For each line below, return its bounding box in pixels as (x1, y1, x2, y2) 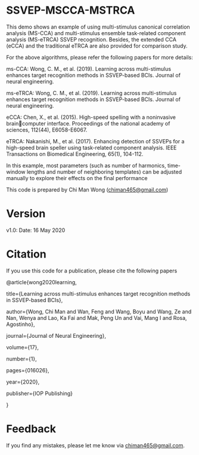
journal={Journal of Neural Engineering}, (6, 332, 106, 339)
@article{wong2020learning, (6, 278, 77, 285)
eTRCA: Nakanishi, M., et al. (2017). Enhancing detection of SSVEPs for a (6, 137, 185, 145)
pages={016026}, (6, 366, 49, 374)
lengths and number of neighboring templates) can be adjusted (26, 168, 182, 175)
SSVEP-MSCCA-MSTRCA (6, 4, 135, 17)
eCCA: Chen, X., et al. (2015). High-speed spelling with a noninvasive (6, 114, 176, 121)
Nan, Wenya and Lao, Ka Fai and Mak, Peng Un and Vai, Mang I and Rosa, (6, 314, 187, 321)
